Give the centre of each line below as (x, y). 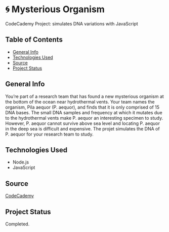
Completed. (17, 224)
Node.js (21, 162)
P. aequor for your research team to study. (49, 134)
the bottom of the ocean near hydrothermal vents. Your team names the (80, 102)
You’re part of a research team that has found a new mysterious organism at (85, 96)
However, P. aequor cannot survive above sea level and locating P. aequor (83, 123)
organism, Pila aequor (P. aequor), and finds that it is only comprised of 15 (82, 107)
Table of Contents (34, 40)
